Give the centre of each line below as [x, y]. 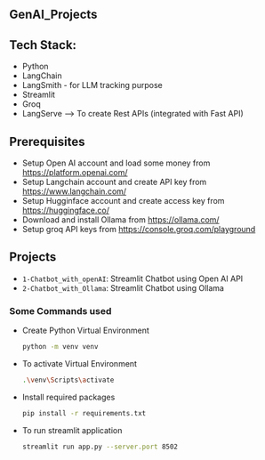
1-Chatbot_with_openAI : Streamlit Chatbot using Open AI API [132, 278]
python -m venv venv [60, 347]
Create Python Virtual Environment [85, 331]
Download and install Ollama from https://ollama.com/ [120, 220]
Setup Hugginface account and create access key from [123, 201]
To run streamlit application [72, 430]
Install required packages [68, 397]
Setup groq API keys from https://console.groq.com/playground [139, 230]
